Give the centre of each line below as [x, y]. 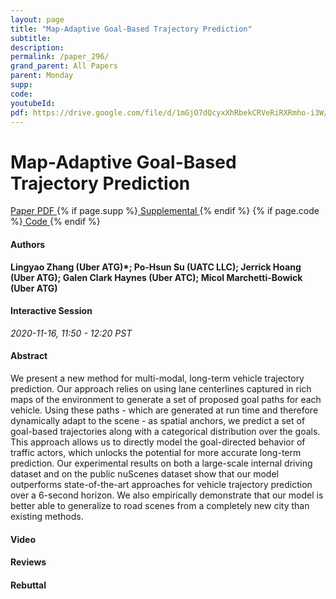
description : [37, 47]
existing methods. [47, 516]
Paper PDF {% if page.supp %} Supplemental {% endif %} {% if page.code [165, 211]
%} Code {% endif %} [55, 222]
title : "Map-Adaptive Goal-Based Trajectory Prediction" [131, 29]
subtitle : [31, 38]
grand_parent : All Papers [64, 66]
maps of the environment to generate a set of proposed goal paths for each [166, 399]
